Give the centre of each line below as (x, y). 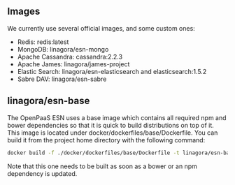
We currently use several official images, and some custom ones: (101, 28)
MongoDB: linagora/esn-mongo (63, 49)
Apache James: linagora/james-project (73, 64)
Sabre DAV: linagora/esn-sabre (62, 79)
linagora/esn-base (49, 101)
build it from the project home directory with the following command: (106, 140)
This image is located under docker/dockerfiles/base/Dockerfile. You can (113, 133)
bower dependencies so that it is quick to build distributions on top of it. (111, 125)
